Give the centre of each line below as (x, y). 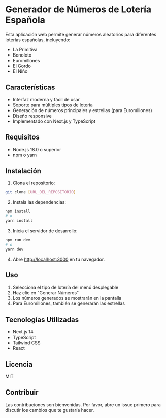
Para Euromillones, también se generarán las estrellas (69, 303)
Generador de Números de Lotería (78, 9)
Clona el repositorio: (34, 183)
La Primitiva (25, 49)
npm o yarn (25, 155)
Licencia (19, 364)
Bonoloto (22, 55)
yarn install (19, 221)
